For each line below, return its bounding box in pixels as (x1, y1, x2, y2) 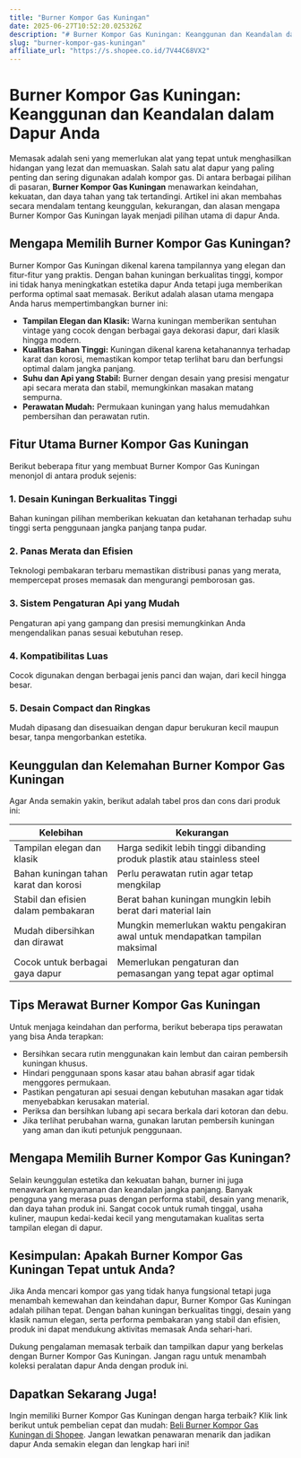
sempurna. (21, 391, 63, 402)
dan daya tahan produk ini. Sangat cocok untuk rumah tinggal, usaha (9, 1203, 263, 1214)
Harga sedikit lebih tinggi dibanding (116, 841, 266, 853)
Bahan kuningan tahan (13, 867, 108, 879)
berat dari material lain (116, 904, 212, 916)
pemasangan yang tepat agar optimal (116, 966, 274, 979)
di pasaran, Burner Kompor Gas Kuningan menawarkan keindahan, (9, 181, 259, 193)
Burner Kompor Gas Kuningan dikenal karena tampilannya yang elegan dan (9, 259, 286, 270)
